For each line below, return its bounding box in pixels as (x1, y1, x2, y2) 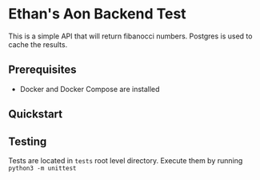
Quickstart (8, 107, 63, 121)
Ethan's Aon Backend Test (8, 5, 186, 23)
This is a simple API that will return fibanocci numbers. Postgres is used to (8, 31, 253, 41)
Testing (8, 134, 47, 148)
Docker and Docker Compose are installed (19, 84, 160, 94)
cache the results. (8, 39, 68, 49)
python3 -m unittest (8, 164, 78, 172)
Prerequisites (8, 63, 77, 77)
